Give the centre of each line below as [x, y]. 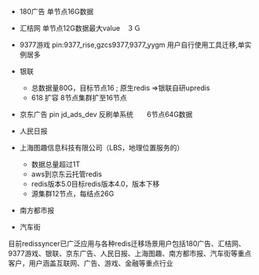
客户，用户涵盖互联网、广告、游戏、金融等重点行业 [91, 263]
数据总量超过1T [56, 164]
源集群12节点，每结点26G [73, 194]
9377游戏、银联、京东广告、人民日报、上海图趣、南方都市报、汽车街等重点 [130, 253]
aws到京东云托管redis [66, 174]
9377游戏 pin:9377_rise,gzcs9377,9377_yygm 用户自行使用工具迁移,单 [132, 45]
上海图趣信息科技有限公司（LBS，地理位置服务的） [102, 148]
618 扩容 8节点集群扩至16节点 [79, 98]
